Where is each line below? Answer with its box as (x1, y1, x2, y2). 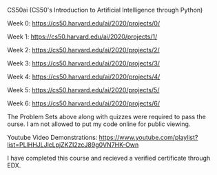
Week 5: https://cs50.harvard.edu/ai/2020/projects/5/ (7, 86, 160, 94)
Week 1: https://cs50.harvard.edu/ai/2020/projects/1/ (7, 32, 158, 41)
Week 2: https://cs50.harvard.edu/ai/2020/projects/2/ (7, 46, 160, 54)
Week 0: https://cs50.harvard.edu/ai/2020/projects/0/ (7, 19, 161, 27)
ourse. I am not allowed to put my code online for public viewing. (7, 120, 191, 128)
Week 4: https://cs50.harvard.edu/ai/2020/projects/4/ (7, 72, 161, 81)
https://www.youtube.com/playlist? (99, 134, 198, 141)
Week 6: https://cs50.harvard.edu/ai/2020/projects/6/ (7, 99, 161, 107)
